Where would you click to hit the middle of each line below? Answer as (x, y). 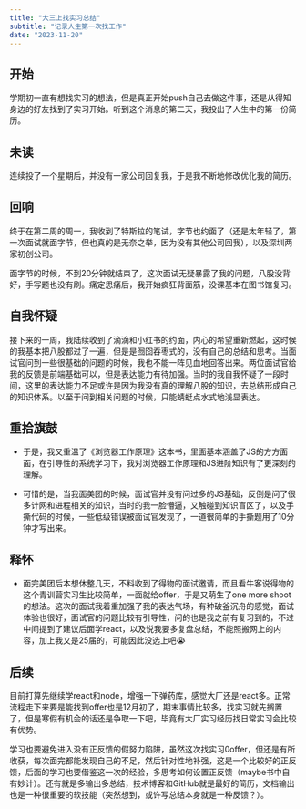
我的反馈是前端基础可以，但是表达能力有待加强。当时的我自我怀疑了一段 (145, 374)
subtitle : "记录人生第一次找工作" (68, 26)
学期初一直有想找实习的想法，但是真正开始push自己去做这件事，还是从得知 (150, 98)
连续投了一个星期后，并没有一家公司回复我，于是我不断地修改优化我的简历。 (153, 176)
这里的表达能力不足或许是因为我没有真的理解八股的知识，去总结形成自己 (161, 385)
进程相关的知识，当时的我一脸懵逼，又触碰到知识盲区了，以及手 (174, 505)
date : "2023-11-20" (46, 35)
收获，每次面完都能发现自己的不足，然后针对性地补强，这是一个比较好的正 (149, 761)
